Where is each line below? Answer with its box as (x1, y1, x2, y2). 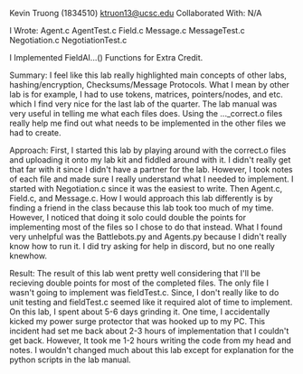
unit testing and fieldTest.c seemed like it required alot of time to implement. (9, 297, 293, 307)
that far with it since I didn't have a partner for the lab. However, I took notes (9, 164, 293, 174)
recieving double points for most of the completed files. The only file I (9, 277, 270, 288)
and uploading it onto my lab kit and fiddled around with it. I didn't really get (9, 154, 291, 165)
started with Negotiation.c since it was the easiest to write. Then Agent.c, (9, 183, 283, 193)
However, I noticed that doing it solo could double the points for (9, 212, 247, 222)
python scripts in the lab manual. (9, 354, 131, 365)
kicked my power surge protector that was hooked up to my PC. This (9, 316, 265, 326)
